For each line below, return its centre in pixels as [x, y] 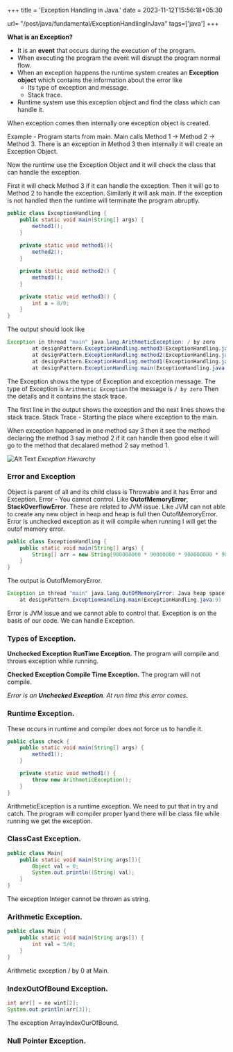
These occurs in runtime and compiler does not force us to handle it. [105, 728]
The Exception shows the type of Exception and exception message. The [112, 381]
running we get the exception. [50, 821]
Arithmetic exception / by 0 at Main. [58, 971]
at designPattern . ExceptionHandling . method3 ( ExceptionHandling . [127, 349]
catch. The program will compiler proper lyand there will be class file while [113, 813]
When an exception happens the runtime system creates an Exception [118, 73]
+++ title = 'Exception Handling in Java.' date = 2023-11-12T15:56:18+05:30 [115, 10]
